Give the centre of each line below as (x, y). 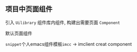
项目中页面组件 (29, 9)
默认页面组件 (19, 33)
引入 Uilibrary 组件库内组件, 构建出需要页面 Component (63, 22)
